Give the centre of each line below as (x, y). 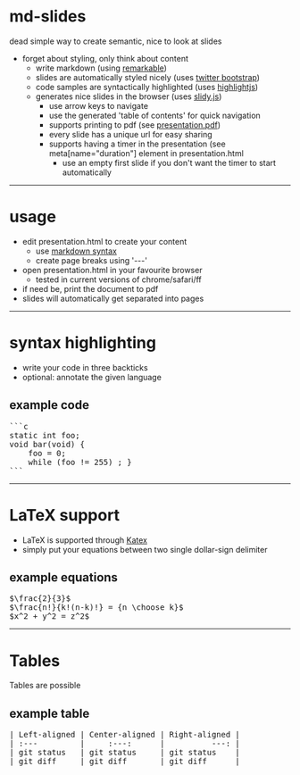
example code (49, 405)
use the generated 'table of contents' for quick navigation (154, 115)
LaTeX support (65, 515)
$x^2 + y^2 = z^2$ (50, 617)
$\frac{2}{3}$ (40, 599)
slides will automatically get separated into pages (113, 298)
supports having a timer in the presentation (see (137, 144)
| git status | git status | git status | (125, 753)
